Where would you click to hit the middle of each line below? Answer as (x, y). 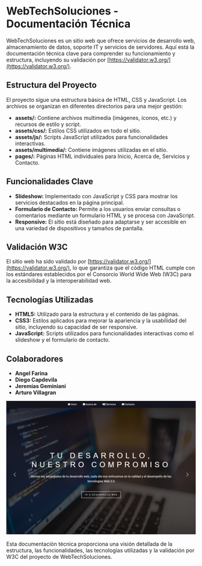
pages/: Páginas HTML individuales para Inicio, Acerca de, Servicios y (102, 156)
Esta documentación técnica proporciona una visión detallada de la (89, 544)
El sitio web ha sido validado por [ (48, 262)
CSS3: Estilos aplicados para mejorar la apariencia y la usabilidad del (101, 321)
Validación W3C (37, 247)
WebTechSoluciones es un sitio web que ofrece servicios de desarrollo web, (101, 40)
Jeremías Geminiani (40, 386)
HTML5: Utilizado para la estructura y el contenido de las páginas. (97, 314)
